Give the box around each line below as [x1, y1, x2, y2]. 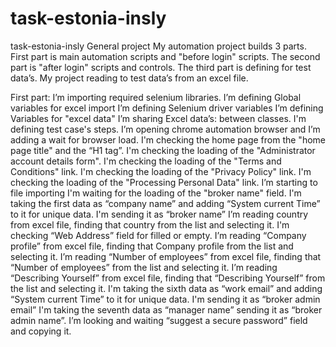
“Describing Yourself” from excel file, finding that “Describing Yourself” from [10, 272, 326, 284]
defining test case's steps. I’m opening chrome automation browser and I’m [10, 123, 321, 135]
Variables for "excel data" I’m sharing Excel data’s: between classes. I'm [10, 112, 307, 124]
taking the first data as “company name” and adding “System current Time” [10, 197, 321, 209]
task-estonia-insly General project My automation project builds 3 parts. [10, 40, 307, 52]
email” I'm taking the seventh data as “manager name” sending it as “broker [10, 303, 323, 316]
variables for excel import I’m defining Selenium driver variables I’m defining [10, 102, 324, 114]
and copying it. [10, 325, 72, 337]
